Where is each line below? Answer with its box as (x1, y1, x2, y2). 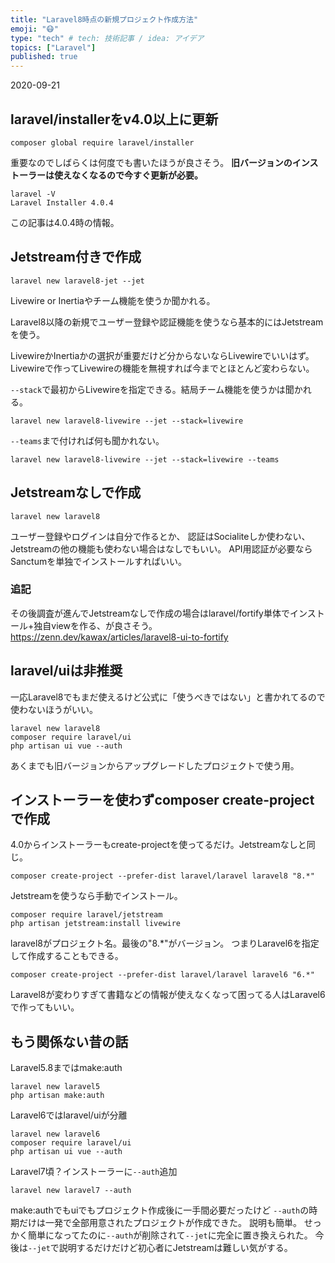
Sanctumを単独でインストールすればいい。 (10, 555, 187, 567)
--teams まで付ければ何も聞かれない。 (10, 434, 165, 446)
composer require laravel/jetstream (10, 910, 163, 920)
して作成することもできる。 (10, 950, 124, 962)
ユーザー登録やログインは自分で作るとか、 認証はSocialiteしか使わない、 (10, 530, 311, 542)
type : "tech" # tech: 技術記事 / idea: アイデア (10, 33, 205, 43)
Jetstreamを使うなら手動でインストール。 (10, 890, 183, 902)
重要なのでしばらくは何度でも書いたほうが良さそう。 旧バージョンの (10, 156, 293, 168)
